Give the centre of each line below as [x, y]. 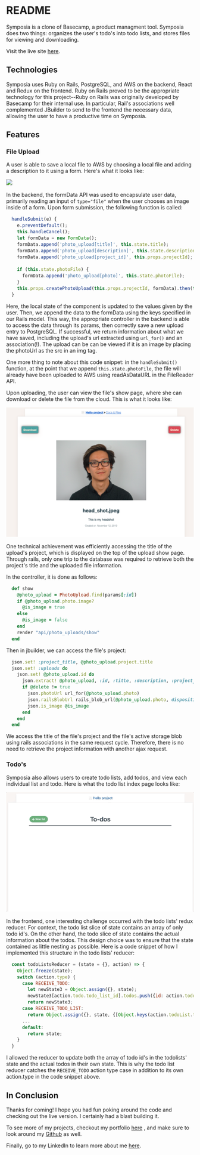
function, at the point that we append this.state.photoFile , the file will [94, 368]
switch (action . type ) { [46, 977]
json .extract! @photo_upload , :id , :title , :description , [95, 681]
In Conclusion [32, 1095]
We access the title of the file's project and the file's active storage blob [94, 736]
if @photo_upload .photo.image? [56, 601]
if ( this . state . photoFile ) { [53, 270]
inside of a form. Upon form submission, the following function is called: [94, 208]
